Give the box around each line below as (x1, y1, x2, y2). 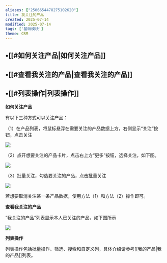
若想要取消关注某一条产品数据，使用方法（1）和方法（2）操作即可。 (5, 193, 149, 199)
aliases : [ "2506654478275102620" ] (5, 7, 79, 13)
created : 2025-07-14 (5, 17, 49, 22)
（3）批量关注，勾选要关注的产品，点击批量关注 (5, 172, 106, 178)
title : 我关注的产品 (5, 12, 44, 17)
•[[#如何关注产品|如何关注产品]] (5, 51, 106, 60)
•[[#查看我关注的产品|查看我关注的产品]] (5, 70, 133, 79)
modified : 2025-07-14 (5, 21, 51, 27)
